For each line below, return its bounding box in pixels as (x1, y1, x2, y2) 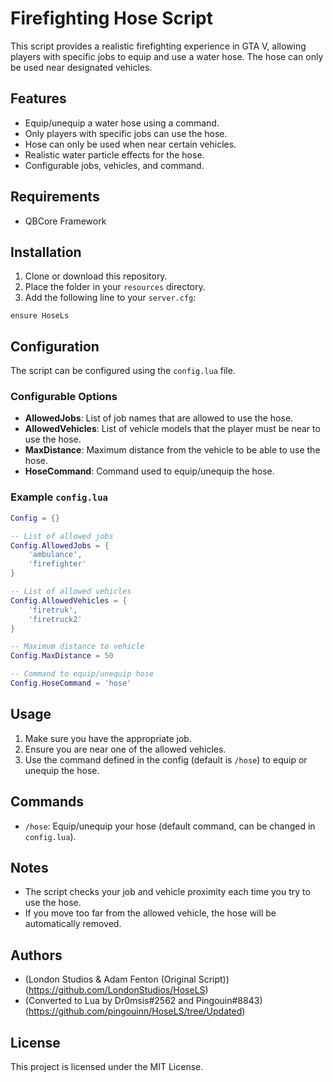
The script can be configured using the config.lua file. (10, 365, 236, 377)
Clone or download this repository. (24, 270, 168, 282)
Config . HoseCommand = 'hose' (10, 678, 132, 689)
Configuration (10, 338, 100, 355)
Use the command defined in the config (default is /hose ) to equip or (24, 753, 308, 766)
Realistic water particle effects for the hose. (24, 148, 205, 161)
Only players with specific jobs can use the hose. (24, 127, 228, 139)
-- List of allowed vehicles (10, 587, 132, 597)
